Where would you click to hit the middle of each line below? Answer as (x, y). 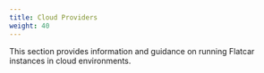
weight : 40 (30, 26)
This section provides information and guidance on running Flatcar (132, 51)
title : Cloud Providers (54, 17)
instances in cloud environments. (70, 61)
